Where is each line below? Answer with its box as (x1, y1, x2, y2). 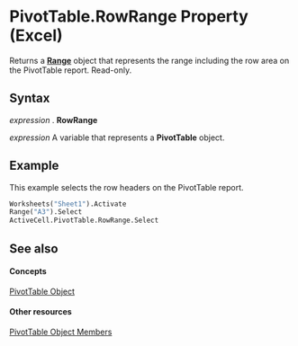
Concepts (9, 266, 47, 277)
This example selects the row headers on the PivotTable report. (9, 182, 245, 192)
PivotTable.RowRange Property (9, 6, 249, 27)
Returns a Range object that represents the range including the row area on (9, 55, 290, 66)
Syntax (9, 91, 50, 106)
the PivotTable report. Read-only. (9, 65, 132, 75)
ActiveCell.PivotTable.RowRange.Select (9, 216, 159, 226)
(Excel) (9, 25, 63, 46)
